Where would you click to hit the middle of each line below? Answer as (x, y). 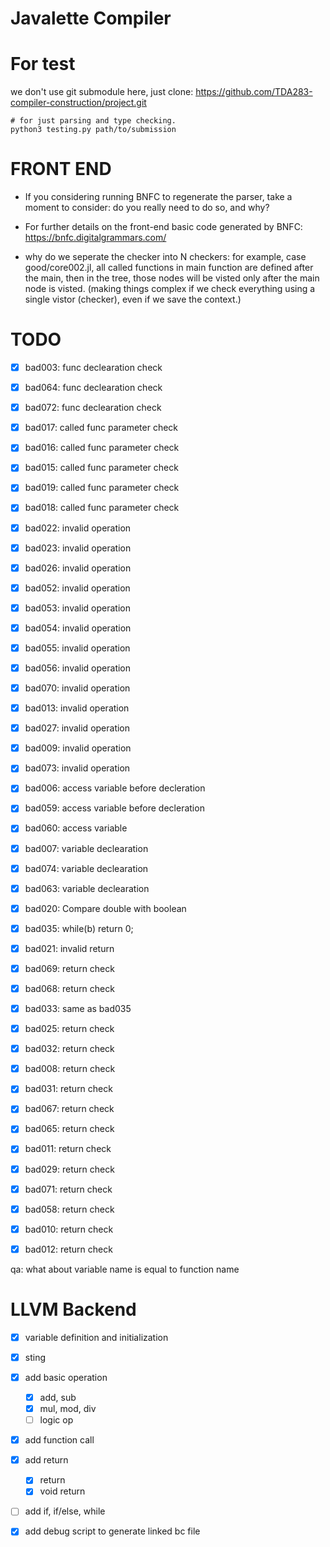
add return (46, 1460)
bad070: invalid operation (77, 688)
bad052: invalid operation (77, 588)
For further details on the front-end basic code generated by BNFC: (163, 227)
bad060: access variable (76, 828)
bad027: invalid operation (77, 728)
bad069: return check (69, 968)
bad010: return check (69, 1229)
